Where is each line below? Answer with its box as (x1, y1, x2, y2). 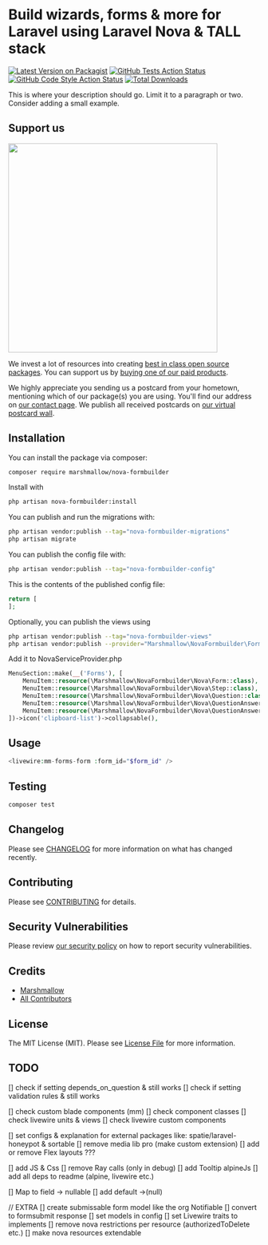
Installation (8, 431, 65, 445)
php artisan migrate (8, 535, 77, 544)
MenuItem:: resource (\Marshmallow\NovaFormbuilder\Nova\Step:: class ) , (22, 684, 259, 692)
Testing (8, 779, 47, 793)
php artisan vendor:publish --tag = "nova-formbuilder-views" (8, 632, 213, 640)
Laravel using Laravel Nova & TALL (8, 22, 242, 41)
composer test (8, 801, 56, 809)
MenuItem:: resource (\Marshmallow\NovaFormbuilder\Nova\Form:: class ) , (22, 677, 259, 685)
